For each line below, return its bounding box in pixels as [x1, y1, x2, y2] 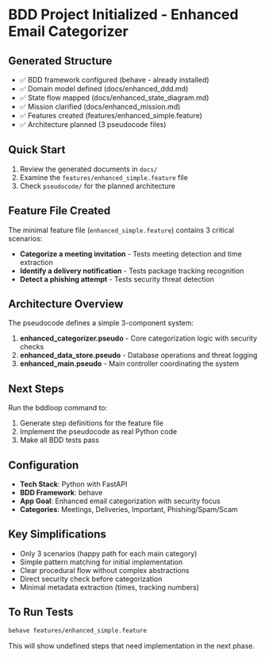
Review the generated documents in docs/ [19, 164, 158, 174]
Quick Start [8, 143, 66, 156]
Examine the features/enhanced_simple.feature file [19, 172, 188, 182]
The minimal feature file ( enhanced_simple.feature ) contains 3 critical [8, 225, 234, 235]
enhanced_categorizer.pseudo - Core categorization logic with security [19, 333, 258, 343]
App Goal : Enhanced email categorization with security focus [19, 496, 221, 506]
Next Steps [8, 382, 64, 395]
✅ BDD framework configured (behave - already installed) [19, 75, 209, 84]
